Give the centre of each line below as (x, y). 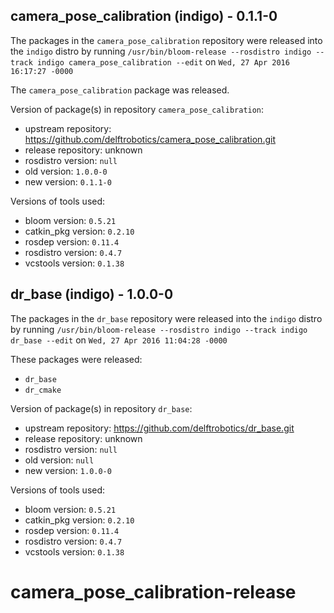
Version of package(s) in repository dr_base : (101, 408)
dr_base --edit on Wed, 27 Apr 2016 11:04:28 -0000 (119, 340)
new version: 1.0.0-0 (68, 470)
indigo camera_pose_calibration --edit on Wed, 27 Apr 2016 (163, 61)
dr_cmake (43, 390)
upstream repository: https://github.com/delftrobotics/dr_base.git (159, 428)
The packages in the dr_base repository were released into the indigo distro (166, 318)
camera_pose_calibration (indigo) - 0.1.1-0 (144, 16)
